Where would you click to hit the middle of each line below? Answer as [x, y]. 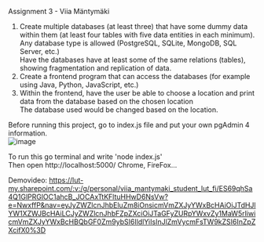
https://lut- [66, 180]
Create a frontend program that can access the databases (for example [135, 76]
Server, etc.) [40, 51]
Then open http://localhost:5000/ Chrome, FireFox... [93, 165]
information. [28, 133]
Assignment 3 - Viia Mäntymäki [59, 11]
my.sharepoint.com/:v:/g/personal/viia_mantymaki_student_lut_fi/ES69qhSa [130, 188]
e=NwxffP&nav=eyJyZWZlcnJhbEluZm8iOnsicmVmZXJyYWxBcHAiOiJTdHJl [132, 205]
